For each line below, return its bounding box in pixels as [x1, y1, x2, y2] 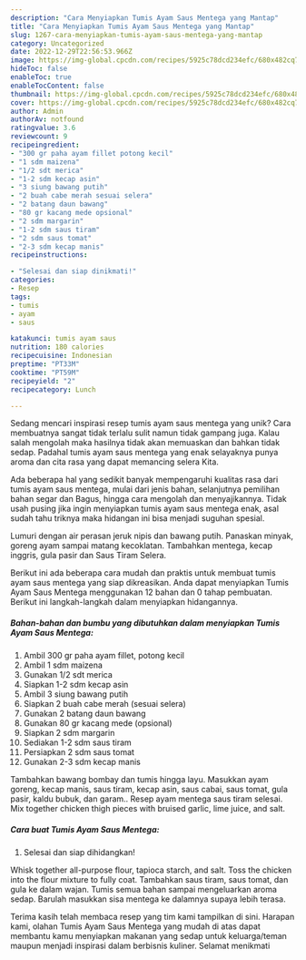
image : [10, 56, 35, 65]
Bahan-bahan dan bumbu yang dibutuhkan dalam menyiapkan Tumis [10, 617, 281, 628]
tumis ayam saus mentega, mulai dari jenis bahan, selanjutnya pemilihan [10, 484, 281, 495]
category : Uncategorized [10, 38, 104, 48]
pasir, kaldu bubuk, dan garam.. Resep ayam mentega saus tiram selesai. [10, 793, 283, 804]
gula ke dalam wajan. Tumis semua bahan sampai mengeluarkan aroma [10, 884, 278, 895]
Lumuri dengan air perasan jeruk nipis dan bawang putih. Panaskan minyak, [10, 530, 294, 542]
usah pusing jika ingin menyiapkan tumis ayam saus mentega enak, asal [10, 503, 280, 515]
